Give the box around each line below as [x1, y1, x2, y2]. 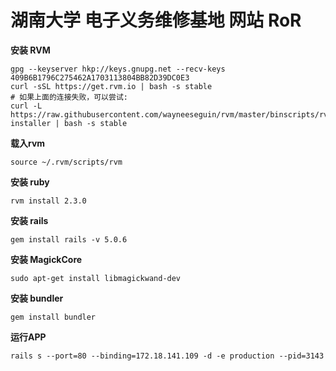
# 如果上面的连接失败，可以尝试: [10, 92, 128, 102]
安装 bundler [10, 292, 64, 304]
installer [10, 118, 52, 128]
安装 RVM [10, 44, 51, 56]
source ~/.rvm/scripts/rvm [10, 157, 123, 167]
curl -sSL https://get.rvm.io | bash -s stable [10, 81, 213, 91]
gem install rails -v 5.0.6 [10, 234, 128, 245]
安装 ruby [10, 176, 50, 188]
